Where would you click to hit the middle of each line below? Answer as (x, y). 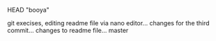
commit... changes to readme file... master (68, 30)
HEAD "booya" (29, 10)
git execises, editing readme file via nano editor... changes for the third (109, 23)
